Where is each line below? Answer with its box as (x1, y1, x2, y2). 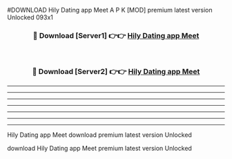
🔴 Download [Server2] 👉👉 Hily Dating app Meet (32, 67, 200, 77)
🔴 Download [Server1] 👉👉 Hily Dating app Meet (32, 30, 200, 40)
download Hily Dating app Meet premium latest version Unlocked (7, 144, 192, 152)
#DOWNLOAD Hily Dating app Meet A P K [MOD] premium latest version (7, 6, 213, 14)
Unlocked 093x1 (7, 13, 54, 21)
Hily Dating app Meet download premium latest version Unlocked (7, 131, 192, 139)
